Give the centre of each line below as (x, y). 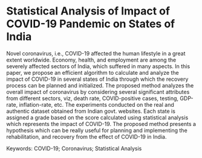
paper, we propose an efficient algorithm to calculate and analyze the (93, 72)
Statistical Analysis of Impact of (88, 11)
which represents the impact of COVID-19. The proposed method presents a (101, 124)
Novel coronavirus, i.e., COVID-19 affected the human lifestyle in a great (96, 53)
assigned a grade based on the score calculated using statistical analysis (97, 117)
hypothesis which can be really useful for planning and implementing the (97, 130)
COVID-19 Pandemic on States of (91, 24)
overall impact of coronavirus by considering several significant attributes (98, 92)
